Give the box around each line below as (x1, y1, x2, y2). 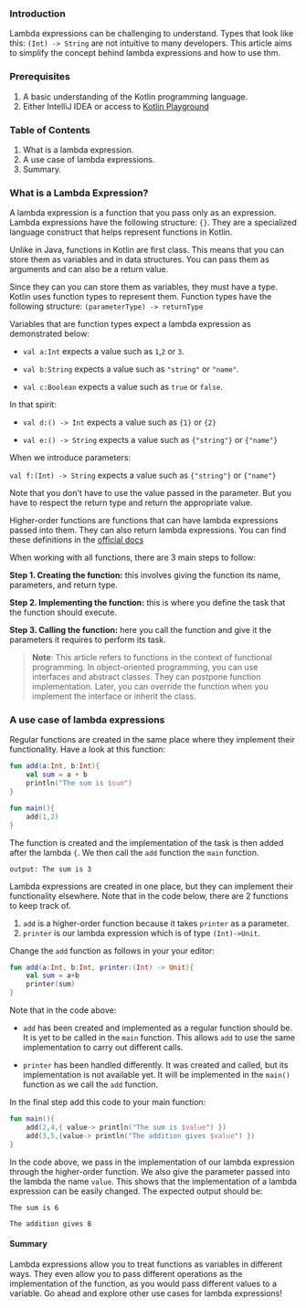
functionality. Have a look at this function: (9, 744, 166, 755)
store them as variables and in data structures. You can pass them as (9, 254, 269, 265)
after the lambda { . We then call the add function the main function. (9, 847, 259, 858)
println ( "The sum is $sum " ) (26, 779, 132, 788)
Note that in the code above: (9, 1005, 117, 1016)
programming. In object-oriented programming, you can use (31, 661, 259, 673)
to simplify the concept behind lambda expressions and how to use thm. (9, 47, 281, 58)
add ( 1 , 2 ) (26, 812, 59, 821)
